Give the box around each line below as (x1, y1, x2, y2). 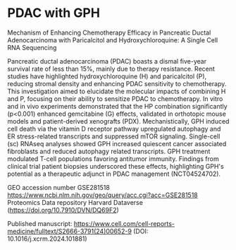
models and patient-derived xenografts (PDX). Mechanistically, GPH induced (7, 117, 230, 125)
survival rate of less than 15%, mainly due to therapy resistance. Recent (7, 64, 215, 73)
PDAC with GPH (7, 5, 101, 21)
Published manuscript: (7, 219, 73, 227)
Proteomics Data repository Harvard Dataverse (7, 198, 143, 206)
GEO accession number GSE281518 (7, 183, 111, 191)
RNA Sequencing (7, 43, 57, 52)
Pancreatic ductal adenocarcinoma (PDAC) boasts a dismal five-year (7, 56, 206, 65)
